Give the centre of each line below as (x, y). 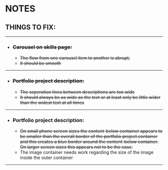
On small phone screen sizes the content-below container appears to (91, 131)
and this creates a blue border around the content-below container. (89, 141)
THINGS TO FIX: (30, 27)
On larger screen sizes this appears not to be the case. (76, 147)
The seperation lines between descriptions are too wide (77, 92)
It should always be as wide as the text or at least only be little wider (90, 97)
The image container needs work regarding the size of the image (87, 152)
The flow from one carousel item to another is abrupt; (75, 58)
